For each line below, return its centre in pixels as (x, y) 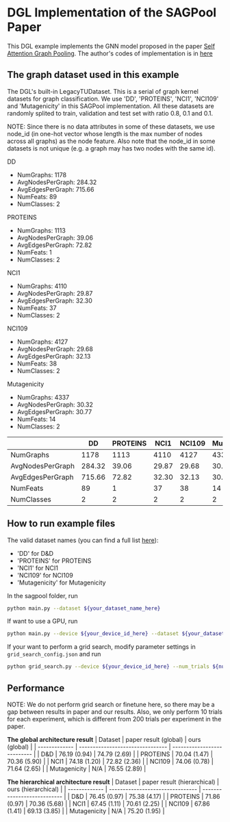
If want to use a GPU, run (42, 621)
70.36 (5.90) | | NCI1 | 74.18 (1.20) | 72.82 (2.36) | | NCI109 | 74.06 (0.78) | (110, 761)
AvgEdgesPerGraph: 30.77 (54, 411)
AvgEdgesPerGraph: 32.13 (54, 356)
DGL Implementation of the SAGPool (112, 13)
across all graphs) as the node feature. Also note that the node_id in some (111, 141)
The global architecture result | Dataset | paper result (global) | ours (104, 740)
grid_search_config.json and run (54, 654)
